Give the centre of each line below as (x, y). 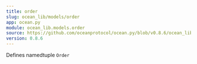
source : (16, 33)
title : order (22, 11)
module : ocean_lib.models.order (45, 28)
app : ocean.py (23, 22)
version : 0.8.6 (25, 38)
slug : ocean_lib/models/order (43, 17)
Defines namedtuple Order (38, 55)
